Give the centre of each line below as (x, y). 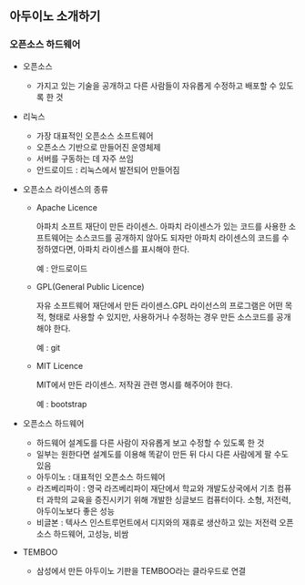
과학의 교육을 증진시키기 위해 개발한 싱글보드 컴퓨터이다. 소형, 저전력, (168, 499)
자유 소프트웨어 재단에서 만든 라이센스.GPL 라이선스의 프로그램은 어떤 (160, 305)
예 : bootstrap (61, 404)
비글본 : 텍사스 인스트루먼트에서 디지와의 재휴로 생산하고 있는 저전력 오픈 (165, 522)
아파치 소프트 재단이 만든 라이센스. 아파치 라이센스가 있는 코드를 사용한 (161, 226)
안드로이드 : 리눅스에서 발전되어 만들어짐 (108, 169)
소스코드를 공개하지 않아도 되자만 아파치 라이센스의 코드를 (178, 237)
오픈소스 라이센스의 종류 (66, 189)
